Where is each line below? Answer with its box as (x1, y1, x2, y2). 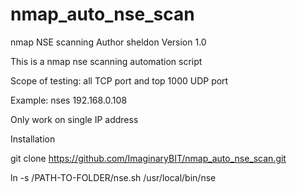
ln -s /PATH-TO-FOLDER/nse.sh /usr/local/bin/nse (10, 171, 217, 183)
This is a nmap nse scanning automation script (10, 55, 203, 67)
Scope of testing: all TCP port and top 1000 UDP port (10, 74, 229, 87)
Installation (10, 133, 56, 145)
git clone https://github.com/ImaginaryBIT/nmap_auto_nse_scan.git (10, 152, 287, 164)
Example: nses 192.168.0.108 (10, 94, 128, 106)
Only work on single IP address (10, 113, 139, 125)
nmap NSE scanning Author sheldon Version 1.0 (10, 36, 207, 48)
